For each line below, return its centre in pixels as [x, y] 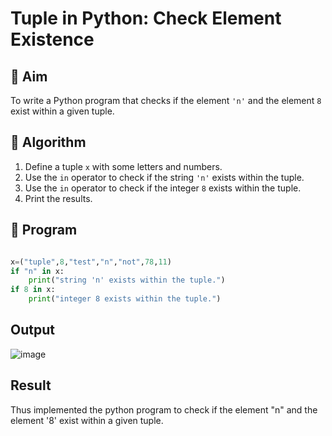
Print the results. [58, 198]
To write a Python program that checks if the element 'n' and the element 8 [166, 100]
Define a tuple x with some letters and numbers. [123, 166]
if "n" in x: [37, 271]
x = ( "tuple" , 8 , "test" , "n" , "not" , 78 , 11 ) [91, 262]
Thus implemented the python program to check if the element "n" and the [164, 409]
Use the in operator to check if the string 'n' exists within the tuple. [164, 177]
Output [32, 330]
